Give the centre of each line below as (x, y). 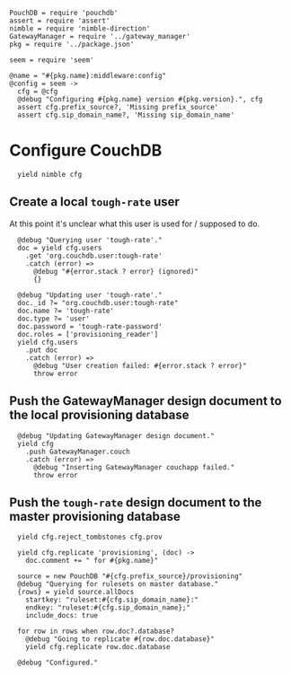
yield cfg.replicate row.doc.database (98, 647)
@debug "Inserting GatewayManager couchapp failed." (134, 467)
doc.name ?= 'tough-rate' (66, 311)
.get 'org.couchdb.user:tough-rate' (94, 256)
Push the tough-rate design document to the (136, 502)
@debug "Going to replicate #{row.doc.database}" (120, 639)
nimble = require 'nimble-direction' (80, 29)
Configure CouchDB (86, 150)
